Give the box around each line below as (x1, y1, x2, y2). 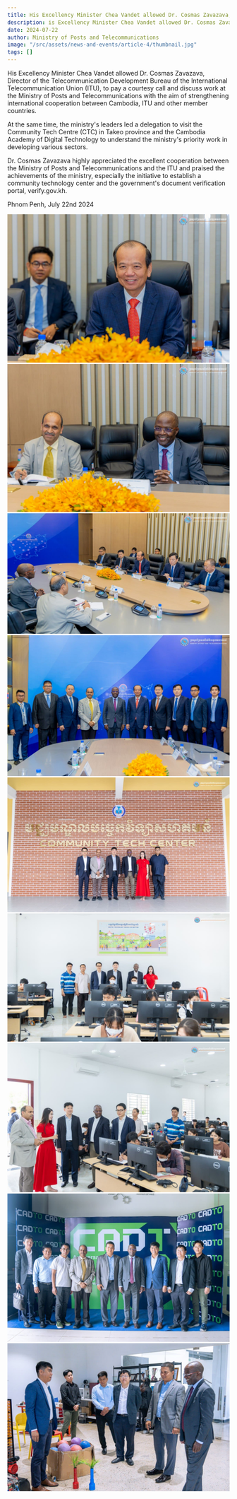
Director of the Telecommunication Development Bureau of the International (7, 76, 228, 85)
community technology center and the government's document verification (7, 179, 226, 187)
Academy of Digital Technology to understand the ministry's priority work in (7, 135, 228, 143)
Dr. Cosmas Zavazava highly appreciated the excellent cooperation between (7, 156, 229, 165)
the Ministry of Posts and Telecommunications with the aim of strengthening (7, 92, 229, 100)
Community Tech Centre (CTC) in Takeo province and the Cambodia (7, 128, 206, 136)
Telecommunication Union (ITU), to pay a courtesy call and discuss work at (7, 84, 226, 92)
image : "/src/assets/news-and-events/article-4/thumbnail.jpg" (7, 41, 197, 49)
